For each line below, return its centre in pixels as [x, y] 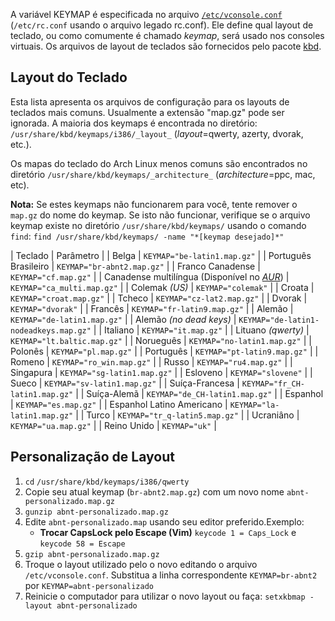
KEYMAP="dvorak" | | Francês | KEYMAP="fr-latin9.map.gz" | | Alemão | [152, 308]
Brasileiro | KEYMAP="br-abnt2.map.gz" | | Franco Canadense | [135, 266]
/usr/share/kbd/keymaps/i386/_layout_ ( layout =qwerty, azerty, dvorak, [157, 133]
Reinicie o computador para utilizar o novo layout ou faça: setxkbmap [165, 596]
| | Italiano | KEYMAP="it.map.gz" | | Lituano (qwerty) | [201, 330]
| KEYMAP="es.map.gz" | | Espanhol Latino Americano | [119, 404]
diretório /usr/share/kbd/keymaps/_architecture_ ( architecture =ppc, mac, [163, 174]
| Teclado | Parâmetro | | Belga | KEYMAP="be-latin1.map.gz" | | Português [161, 255]
